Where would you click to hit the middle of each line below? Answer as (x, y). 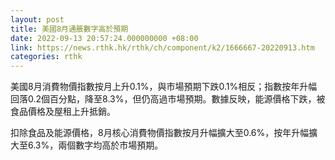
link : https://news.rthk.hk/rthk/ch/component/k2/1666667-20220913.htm (162, 47)
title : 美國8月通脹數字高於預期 (69, 29)
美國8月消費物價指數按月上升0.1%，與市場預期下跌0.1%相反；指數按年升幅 (164, 87)
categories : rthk (46, 57)
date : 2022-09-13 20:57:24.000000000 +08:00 (104, 38)
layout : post (37, 19)
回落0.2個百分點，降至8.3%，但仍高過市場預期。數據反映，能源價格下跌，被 (168, 99)
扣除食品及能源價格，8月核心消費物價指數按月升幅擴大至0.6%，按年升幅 (160, 133)
